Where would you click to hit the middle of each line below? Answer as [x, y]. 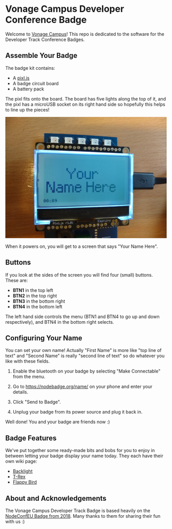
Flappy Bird [25, 482]
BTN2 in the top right [35, 296]
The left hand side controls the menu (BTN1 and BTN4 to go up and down [82, 317]
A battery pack [28, 89]
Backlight [23, 471]
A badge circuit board [36, 83]
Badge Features [31, 438]
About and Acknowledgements [56, 498]
